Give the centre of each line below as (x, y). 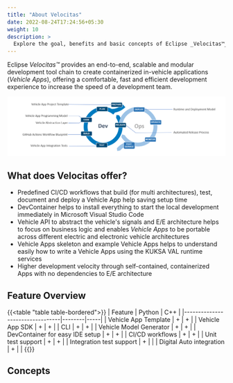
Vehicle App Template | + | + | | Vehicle (164, 320)
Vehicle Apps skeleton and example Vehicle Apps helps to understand (117, 244)
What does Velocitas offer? (67, 176)
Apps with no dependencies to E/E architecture (85, 274)
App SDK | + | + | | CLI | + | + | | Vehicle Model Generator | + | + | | (102, 327)
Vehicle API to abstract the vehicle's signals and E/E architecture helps (118, 222)
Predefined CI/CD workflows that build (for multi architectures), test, (115, 193)
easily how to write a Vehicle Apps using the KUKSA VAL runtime (110, 252)
